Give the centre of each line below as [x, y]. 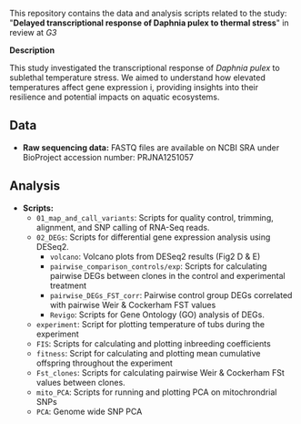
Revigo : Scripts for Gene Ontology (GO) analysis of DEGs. [157, 315]
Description [32, 50]
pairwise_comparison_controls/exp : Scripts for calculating [158, 266]
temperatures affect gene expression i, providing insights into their [134, 87]
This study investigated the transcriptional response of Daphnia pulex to [145, 68]
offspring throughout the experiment [104, 363]
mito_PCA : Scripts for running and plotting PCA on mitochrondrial [156, 392]
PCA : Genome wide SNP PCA [89, 411]
